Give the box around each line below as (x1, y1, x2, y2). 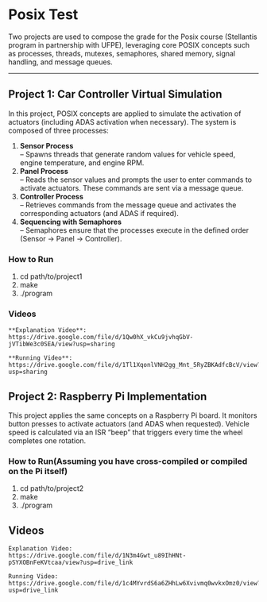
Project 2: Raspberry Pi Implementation (8, 389, 207, 403)
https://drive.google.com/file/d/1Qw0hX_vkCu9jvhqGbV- (8, 334, 194, 342)
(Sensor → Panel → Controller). (19, 233, 122, 243)
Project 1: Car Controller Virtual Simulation (8, 87, 222, 101)
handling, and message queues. (8, 57, 113, 67)
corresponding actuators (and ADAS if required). (19, 208, 179, 218)
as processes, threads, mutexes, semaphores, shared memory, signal (8, 48, 236, 58)
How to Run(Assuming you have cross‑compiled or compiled (8, 456, 248, 467)
